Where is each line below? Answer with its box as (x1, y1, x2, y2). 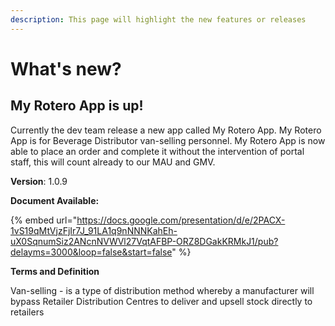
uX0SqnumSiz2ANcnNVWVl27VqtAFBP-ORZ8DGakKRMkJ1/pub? (10, 235, 279, 247)
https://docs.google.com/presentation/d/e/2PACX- (76, 214, 286, 226)
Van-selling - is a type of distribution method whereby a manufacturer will (10, 284, 315, 296)
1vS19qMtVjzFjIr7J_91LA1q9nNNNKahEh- (10, 224, 178, 236)
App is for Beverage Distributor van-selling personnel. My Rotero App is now (10, 134, 326, 146)
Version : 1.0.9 (10, 175, 68, 187)
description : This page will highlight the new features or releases (10, 14, 307, 25)
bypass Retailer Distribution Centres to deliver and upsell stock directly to (10, 295, 313, 307)
